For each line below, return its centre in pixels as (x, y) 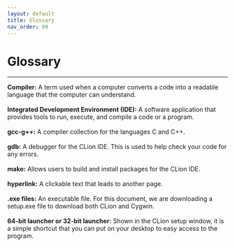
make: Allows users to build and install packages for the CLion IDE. (104, 169)
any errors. (23, 154)
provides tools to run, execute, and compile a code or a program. (101, 117)
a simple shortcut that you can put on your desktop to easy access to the (113, 229)
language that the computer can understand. (72, 94)
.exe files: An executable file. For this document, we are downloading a (110, 199)
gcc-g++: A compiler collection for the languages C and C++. (96, 132)
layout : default (31, 14)
